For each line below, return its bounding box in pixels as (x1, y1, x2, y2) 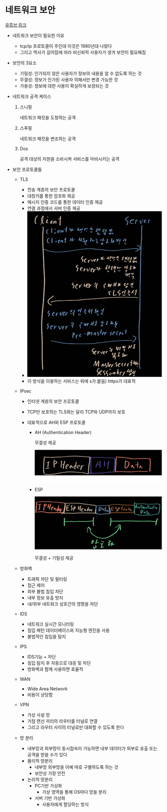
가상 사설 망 (27, 712, 50, 718)
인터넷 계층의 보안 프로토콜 (27, 398, 80, 404)
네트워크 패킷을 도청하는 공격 (19, 114, 76, 120)
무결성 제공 (34, 440, 56, 446)
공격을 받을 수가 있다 (27, 752, 68, 758)
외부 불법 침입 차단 (27, 589, 64, 595)
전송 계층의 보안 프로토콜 (27, 186, 76, 192)
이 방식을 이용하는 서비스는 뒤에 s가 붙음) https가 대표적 (27, 378, 136, 384)
